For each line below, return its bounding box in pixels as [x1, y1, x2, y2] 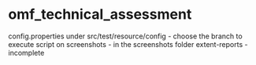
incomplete [8, 48, 45, 57]
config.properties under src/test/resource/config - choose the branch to [8, 31, 243, 41]
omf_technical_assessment [8, 5, 192, 23]
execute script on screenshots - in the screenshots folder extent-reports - [8, 39, 248, 49]
